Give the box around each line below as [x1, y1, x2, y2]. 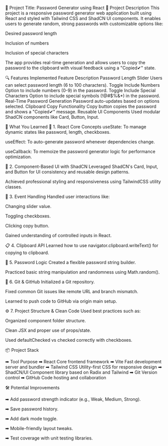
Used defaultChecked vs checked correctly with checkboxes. [5, 337, 133, 343]
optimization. [5, 154, 32, 160]
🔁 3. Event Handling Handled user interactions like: [5, 193, 110, 199]
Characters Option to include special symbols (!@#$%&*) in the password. [5, 93, 160, 99]
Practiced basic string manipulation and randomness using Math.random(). [5, 269, 160, 275]
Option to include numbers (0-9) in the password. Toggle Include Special [5, 88, 156, 93]
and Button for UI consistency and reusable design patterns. [5, 169, 130, 175]
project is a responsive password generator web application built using [5, 10, 152, 16]
